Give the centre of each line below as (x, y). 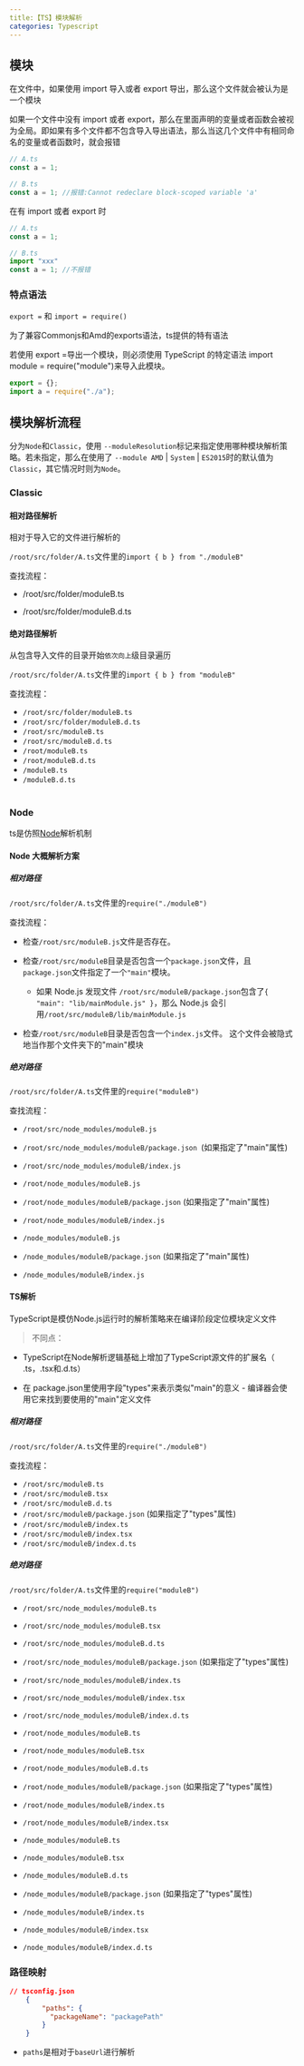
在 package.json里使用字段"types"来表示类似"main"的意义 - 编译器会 (151, 1387)
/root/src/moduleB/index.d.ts (80, 1543)
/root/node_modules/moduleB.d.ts (85, 1768)
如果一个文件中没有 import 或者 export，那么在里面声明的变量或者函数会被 (148, 120)
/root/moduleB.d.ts (59, 761)
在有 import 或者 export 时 (58, 211)
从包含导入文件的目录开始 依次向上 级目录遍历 (90, 655)
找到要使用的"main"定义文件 (99, 1399)
